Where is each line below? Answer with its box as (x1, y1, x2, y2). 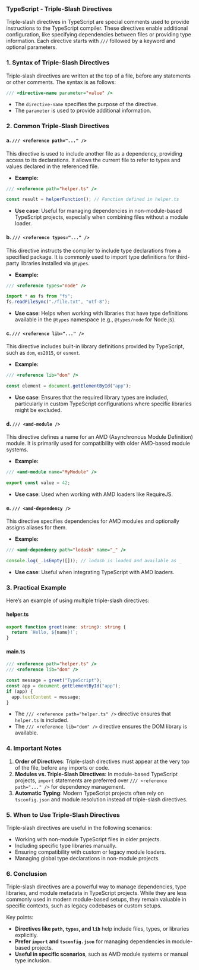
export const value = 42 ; (6, 480, 70, 486)
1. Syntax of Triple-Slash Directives (6, 58, 110, 67)
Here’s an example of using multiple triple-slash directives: (6, 597, 150, 604)
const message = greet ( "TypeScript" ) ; (6, 677, 102, 684)
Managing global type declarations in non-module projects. (14, 855, 160, 862)
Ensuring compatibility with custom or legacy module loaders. (14, 848, 166, 856)
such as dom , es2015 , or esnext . (6, 349, 81, 357)
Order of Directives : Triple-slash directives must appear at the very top (14, 758, 190, 765)
